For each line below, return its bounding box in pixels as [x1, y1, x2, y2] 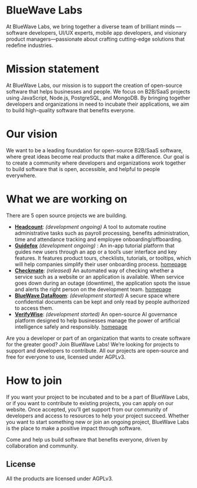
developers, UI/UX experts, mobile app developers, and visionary [28, 29, 187, 36]
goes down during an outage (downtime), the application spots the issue [14, 279, 191, 286]
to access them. [14, 304, 54, 312]
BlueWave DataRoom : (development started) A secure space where [14, 292, 180, 299]
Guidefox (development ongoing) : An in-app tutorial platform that [14, 242, 175, 249]
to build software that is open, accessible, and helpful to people [6, 165, 161, 172]
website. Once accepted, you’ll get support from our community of [6, 406, 168, 413]
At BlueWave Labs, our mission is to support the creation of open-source [6, 82, 182, 89]
